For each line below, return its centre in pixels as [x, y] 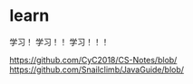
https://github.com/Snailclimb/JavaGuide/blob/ [96, 70]
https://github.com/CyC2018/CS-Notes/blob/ [93, 60]
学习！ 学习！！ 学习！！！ [59, 42]
